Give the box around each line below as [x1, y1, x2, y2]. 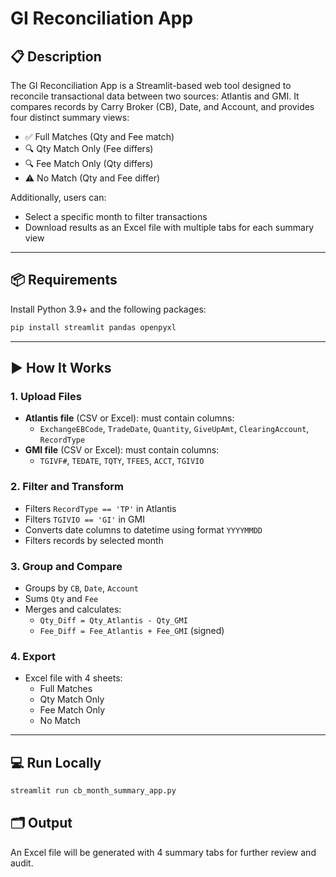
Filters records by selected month [24, 534, 164, 546]
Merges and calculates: [24, 603, 122, 615]
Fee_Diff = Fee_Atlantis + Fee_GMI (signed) [39, 624, 225, 636]
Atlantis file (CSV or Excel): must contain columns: [24, 412, 235, 424]
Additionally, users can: [10, 192, 107, 203]
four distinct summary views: [10, 112, 130, 123]
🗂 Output [10, 815, 73, 832]
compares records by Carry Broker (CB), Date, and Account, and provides [10, 101, 315, 112]
